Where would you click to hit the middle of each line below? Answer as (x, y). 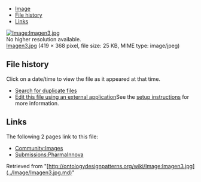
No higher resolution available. (44, 39)
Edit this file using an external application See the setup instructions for (102, 97)
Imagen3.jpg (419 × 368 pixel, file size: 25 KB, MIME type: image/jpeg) (93, 45)
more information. (37, 103)
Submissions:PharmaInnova (49, 154)
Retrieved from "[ (28, 166)
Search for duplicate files (46, 90)
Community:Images (39, 148)
